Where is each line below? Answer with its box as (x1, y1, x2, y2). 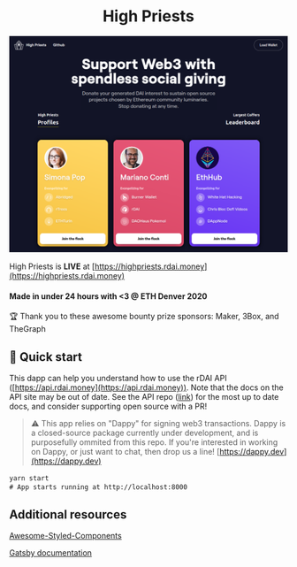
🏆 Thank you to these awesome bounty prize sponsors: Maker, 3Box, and (9, 311, 280, 322)
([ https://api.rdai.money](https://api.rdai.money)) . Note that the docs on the (9, 382, 285, 393)
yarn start (9, 474, 49, 483)
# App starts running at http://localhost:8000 (9, 483, 188, 492)
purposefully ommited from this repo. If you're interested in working (30, 437, 278, 448)
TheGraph (9, 324, 46, 334)
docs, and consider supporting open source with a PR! (9, 401, 208, 412)
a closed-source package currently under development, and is (30, 427, 259, 439)
